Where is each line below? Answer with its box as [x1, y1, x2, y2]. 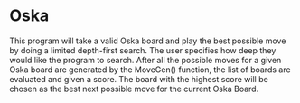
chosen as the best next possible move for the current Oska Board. [9, 83, 259, 94]
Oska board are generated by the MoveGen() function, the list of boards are [9, 64, 291, 75]
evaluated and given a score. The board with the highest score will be [9, 73, 268, 84]
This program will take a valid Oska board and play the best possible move [9, 35, 286, 46]
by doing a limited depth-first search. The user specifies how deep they [9, 44, 277, 55]
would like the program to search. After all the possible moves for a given [9, 54, 282, 65]
